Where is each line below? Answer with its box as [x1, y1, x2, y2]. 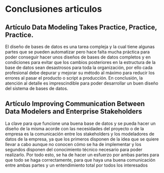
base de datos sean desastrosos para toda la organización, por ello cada [5, 65, 153, 70]
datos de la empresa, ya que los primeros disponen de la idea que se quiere [5, 136, 159, 142]
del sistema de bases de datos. [5, 86, 68, 91]
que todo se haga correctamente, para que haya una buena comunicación [5, 157, 156, 163]
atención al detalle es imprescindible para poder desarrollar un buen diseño [5, 80, 159, 86]
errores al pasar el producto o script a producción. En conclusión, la [5, 75, 143, 81]
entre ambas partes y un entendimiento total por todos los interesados [5, 162, 148, 168]
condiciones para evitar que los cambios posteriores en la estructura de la [5, 59, 156, 65]
